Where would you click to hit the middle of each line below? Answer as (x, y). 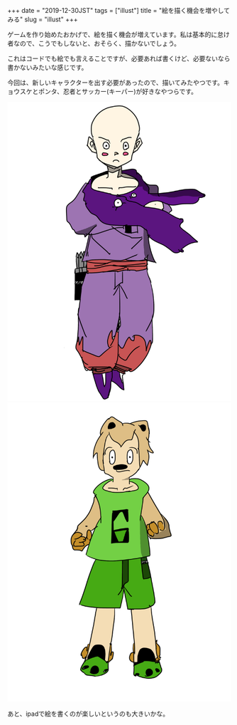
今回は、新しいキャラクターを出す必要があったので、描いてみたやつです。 (116, 83)
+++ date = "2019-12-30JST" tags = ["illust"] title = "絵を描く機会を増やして (119, 10)
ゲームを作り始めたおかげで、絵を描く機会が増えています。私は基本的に (112, 35)
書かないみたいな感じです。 (48, 67)
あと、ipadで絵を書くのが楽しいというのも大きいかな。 (88, 714)
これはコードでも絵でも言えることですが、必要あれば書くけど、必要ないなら (119, 58)
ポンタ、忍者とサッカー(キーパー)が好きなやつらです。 (117, 92)
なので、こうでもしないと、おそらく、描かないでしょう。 (97, 43)
